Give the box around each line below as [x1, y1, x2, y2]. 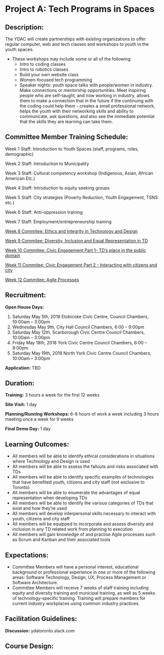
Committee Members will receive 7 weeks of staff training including [12, 585, 149, 591]
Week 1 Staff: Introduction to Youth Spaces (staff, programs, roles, [5, 146, 139, 152]
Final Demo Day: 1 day [5, 426, 51, 432]
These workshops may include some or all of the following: [12, 56, 132, 62]
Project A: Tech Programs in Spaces [5, 3, 155, 15]
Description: [5, 23, 44, 31]
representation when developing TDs [12, 495, 87, 501]
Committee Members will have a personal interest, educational [12, 564, 139, 570]
